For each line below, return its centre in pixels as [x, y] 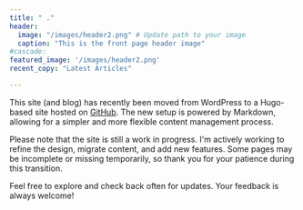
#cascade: [28, 52]
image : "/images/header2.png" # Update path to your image [132, 35]
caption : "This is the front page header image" [111, 43]
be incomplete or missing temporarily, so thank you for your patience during [152, 158]
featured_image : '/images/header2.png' [85, 60]
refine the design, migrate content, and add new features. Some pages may [151, 149]
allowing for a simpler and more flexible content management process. [142, 121]
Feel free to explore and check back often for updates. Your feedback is [144, 185]
